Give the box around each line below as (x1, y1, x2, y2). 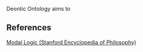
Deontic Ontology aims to (6, 5, 71, 12)
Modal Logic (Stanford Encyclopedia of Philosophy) (6, 39, 137, 46)
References (6, 22, 52, 33)
